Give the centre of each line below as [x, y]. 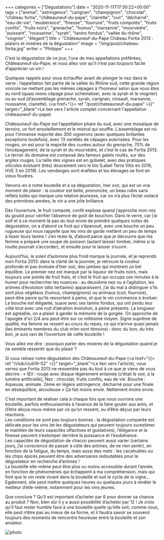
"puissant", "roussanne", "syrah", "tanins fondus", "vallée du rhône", [74, 33]
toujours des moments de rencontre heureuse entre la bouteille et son [75, 517]
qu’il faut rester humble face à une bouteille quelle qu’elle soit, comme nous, [82, 507]
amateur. [14, 523]
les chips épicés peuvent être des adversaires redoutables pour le [72, 456]
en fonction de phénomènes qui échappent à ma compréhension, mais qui [80, 472]
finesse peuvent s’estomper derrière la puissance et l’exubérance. [71, 435]
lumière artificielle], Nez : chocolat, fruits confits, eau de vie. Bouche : [75, 379]
